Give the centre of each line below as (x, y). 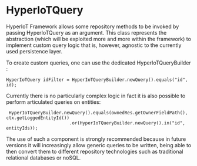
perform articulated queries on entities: (54, 102)
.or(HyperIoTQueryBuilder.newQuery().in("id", (127, 123)
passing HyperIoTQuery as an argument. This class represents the (86, 32)
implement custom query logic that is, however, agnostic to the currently (94, 45)
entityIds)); (22, 128)
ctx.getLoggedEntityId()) (38, 118)
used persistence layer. (34, 51)
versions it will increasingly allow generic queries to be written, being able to (99, 145)
